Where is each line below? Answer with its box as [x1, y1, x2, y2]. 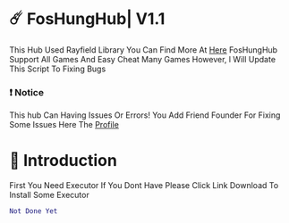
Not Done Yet [9, 207, 58, 216]
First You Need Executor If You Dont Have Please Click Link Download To [9, 180, 279, 191]
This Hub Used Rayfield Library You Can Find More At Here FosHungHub [9, 44, 278, 55]
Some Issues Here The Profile [9, 120, 119, 130]
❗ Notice [9, 86, 45, 98]
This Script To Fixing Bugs [9, 63, 106, 74]
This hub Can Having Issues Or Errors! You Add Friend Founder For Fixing [9, 110, 281, 120]
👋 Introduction [9, 151, 118, 171]
